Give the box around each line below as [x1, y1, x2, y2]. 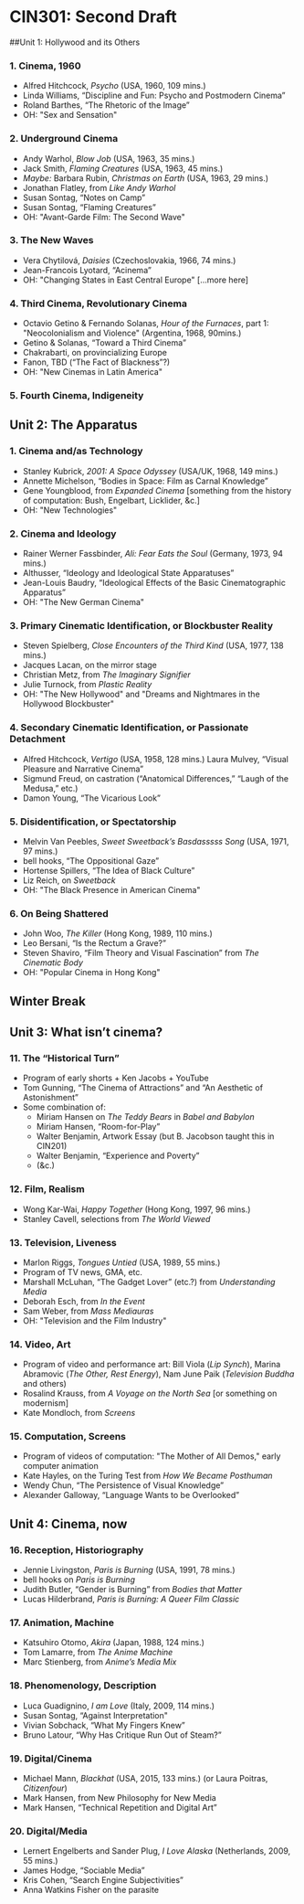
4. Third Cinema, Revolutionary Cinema [9, 297, 187, 310]
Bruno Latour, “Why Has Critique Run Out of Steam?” [22, 1729, 222, 1740]
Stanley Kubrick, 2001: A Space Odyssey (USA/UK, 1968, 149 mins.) [22, 465, 278, 476]
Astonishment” [22, 1092, 79, 1103]
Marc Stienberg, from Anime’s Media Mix [22, 1656, 177, 1667]
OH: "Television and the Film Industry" [22, 1314, 167, 1326]
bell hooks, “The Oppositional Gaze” [22, 855, 160, 866]
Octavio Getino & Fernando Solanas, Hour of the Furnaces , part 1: [22, 318, 269, 329]
